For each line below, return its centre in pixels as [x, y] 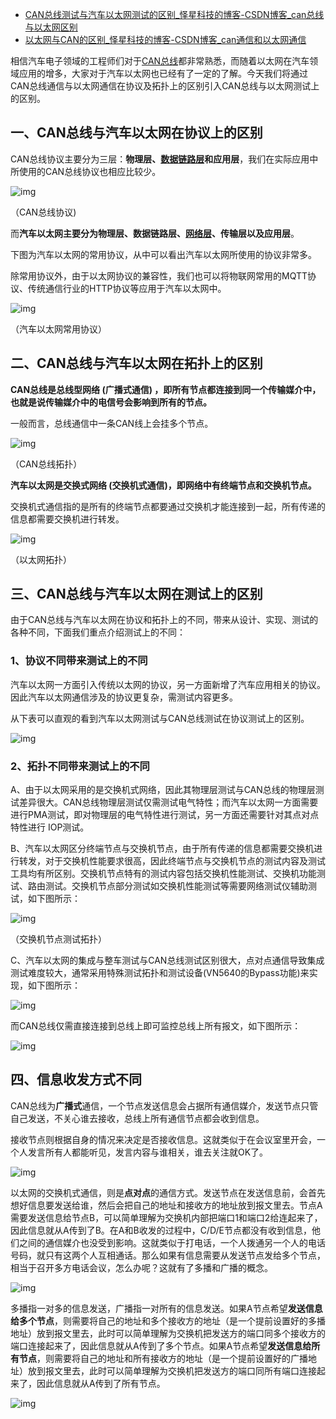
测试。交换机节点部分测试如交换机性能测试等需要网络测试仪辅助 [176, 886]
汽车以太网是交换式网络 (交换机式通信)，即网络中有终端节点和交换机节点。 [163, 485]
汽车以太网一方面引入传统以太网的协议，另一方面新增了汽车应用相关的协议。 [168, 684]
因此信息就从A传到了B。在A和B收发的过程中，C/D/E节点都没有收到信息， [161, 1230]
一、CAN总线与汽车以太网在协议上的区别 [136, 133]
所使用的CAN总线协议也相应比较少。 [86, 171]
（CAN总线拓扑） [46, 464]
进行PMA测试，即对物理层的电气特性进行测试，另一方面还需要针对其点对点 [165, 815]
